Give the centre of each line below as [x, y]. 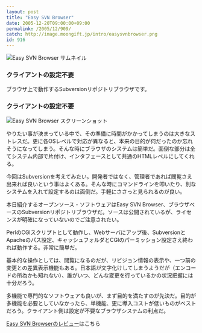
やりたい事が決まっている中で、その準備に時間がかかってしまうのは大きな [98, 133]
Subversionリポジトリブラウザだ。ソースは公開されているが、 [99, 212]
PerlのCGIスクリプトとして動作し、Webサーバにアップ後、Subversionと [96, 232]
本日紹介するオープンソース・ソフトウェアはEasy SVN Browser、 [87, 204]
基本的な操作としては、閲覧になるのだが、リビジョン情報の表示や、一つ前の [101, 260]
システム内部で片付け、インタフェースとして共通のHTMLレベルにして [97, 156]
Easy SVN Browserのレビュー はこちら [53, 323]
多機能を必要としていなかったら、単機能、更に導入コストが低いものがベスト [101, 303]
